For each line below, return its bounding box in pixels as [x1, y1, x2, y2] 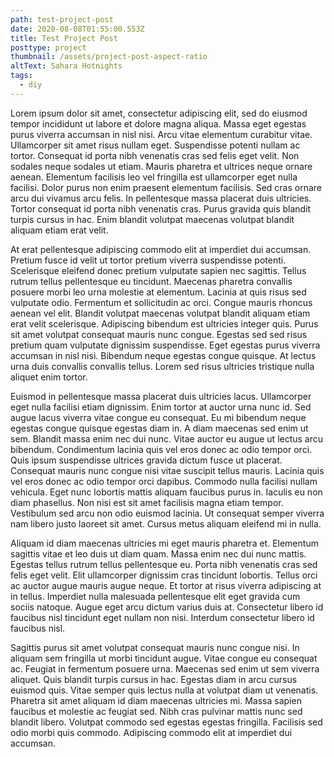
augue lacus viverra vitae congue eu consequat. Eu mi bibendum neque [10, 411, 307, 423]
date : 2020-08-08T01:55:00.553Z [10, 24, 145, 34]
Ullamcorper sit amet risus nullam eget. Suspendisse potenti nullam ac [10, 139, 301, 151]
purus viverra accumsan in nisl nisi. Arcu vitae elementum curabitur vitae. [10, 128, 313, 140]
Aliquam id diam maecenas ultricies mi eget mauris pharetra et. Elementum [10, 537, 319, 549]
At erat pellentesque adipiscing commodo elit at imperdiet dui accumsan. [10, 243, 312, 255]
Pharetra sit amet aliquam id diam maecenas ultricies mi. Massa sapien [10, 694, 302, 706]
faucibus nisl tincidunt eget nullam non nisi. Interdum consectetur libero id [10, 611, 315, 623]
